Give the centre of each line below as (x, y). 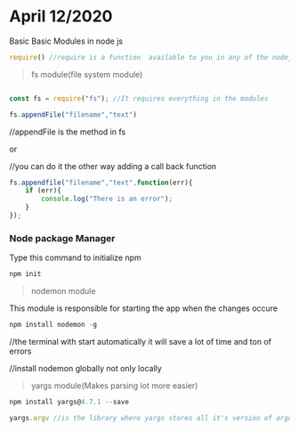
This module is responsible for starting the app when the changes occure (144, 308)
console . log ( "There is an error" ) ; (107, 199)
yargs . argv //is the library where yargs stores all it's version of (141, 418)
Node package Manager (62, 238)
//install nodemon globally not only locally (85, 368)
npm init (25, 274)
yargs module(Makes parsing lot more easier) (114, 386)
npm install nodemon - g (53, 325)
